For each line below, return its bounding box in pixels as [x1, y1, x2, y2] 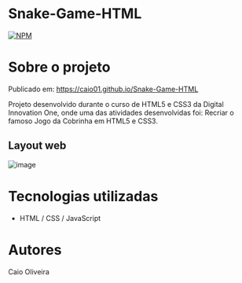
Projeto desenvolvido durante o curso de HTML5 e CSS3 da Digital [8, 99, 224, 108]
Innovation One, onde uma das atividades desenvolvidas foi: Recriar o [8, 108, 234, 117]
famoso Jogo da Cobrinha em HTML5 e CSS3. [8, 116, 159, 126]
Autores [8, 241, 62, 259]
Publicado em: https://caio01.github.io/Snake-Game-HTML [8, 84, 199, 94]
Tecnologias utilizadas [8, 187, 159, 205]
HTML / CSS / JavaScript [19, 213, 101, 222]
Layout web [8, 139, 67, 153]
